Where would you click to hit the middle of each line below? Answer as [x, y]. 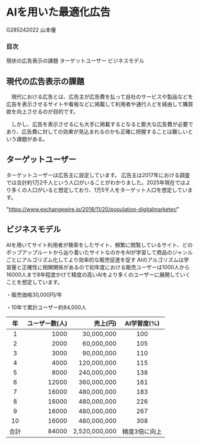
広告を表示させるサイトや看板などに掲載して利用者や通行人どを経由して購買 [100, 104]
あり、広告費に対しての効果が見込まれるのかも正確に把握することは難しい [97, 132]
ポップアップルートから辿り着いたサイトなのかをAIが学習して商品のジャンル [99, 252]
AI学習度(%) [142, 323]
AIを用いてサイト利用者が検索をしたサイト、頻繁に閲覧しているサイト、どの [99, 245]
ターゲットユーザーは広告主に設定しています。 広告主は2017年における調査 [98, 175]
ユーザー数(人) [47, 323]
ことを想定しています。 [35, 282]
